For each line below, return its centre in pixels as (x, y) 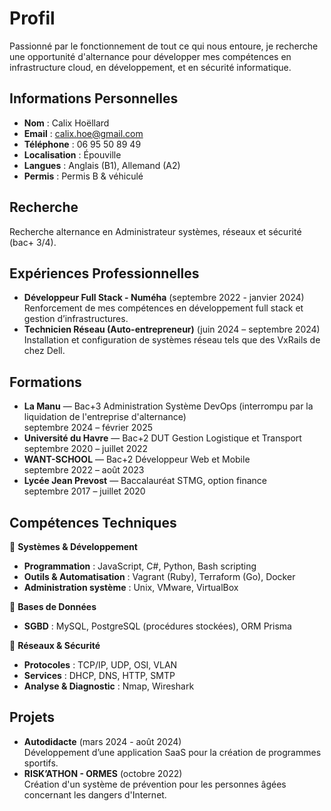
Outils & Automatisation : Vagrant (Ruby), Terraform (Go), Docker (159, 576)
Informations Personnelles (94, 98)
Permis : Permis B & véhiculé (83, 176)
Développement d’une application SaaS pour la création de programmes (172, 752)
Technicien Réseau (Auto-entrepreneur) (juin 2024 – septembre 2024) (172, 329)
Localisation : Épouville (72, 154)
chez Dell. (44, 351)
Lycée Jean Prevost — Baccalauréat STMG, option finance (145, 481)
